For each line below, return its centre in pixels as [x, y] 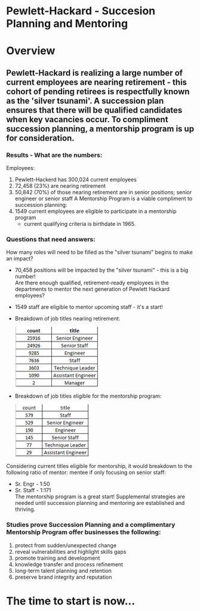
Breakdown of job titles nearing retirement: [67, 319]
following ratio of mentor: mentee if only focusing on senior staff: [86, 473]
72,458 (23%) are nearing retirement [60, 186]
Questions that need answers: [51, 239]
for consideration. [40, 138]
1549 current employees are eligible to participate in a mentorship [96, 211]
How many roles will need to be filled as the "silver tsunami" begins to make [99, 252]
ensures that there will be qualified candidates [94, 110]
